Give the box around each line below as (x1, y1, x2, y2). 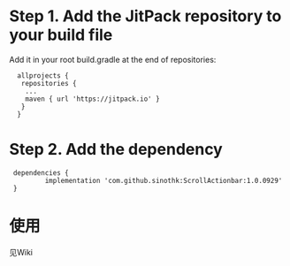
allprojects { (17, 71, 69, 80)
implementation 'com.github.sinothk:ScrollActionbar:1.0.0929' (44, 176, 283, 185)
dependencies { (12, 168, 69, 178)
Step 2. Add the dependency (9, 140, 223, 160)
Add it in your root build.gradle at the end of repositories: (9, 54, 217, 65)
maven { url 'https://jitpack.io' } (25, 95, 161, 103)
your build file (9, 25, 113, 45)
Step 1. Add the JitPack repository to (9, 6, 282, 27)
